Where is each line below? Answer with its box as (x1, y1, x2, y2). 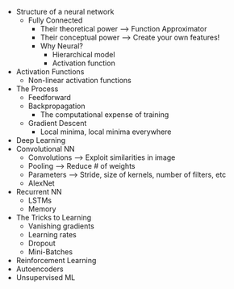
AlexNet (27, 178, 55, 188)
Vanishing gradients (27, 221, 94, 231)
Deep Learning (15, 136, 66, 144)
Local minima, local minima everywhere (40, 127, 172, 136)
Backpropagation (27, 101, 86, 111)
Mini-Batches (27, 247, 73, 257)
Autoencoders (15, 264, 64, 274)
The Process (15, 84, 59, 94)
